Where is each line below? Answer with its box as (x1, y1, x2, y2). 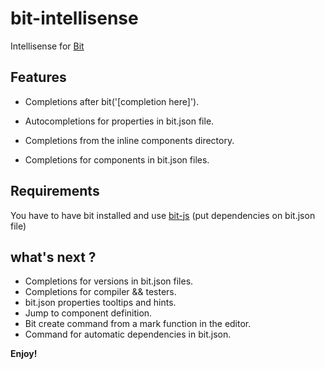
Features (10, 69, 67, 86)
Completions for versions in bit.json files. (24, 275, 194, 287)
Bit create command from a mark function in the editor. (24, 318, 252, 330)
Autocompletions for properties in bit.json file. (24, 115, 215, 127)
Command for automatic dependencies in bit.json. (24, 328, 232, 341)
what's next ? (10, 248, 97, 266)
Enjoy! (10, 348, 38, 360)
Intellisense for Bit (10, 40, 85, 52)
